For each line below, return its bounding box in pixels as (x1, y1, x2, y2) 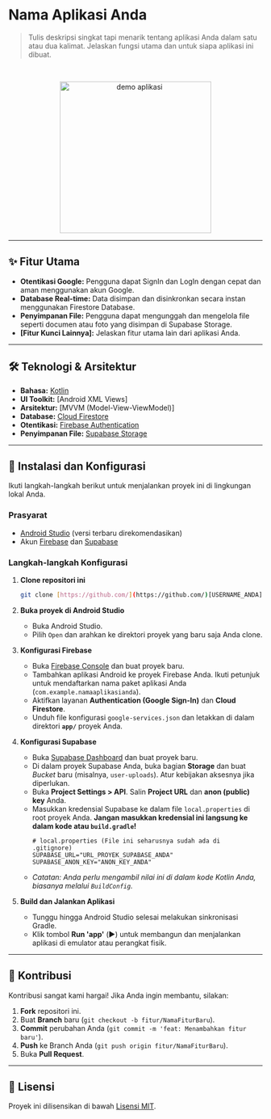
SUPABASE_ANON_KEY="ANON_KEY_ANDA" (31, 858, 152, 866)
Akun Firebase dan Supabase (19, 536, 119, 547)
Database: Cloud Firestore (19, 411, 109, 421)
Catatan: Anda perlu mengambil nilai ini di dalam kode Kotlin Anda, (31, 872, 256, 882)
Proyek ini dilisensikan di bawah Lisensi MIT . (8, 1101, 156, 1111)
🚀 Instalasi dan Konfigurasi (8, 459, 146, 473)
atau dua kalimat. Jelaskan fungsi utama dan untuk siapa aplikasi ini (27, 40, 254, 50)
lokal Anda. (8, 489, 46, 499)
